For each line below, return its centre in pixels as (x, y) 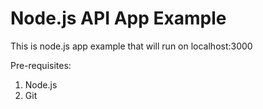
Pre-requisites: (41, 65)
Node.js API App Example (118, 18)
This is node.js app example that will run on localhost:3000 (131, 46)
